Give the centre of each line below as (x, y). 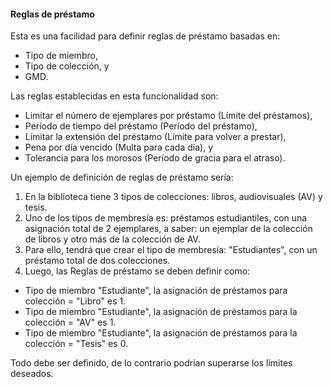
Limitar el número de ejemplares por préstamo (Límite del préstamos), (168, 116)
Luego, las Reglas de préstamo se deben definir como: (137, 271)
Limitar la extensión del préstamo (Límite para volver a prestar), (155, 137)
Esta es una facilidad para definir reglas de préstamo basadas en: (145, 36)
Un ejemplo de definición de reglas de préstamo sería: (122, 177)
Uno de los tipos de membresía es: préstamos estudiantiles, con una (166, 218)
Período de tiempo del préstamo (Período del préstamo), (141, 126)
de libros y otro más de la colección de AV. (112, 239)
